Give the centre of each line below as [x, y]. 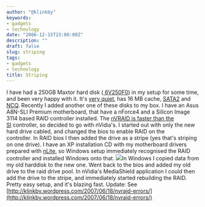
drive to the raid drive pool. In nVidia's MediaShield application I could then [101, 171]
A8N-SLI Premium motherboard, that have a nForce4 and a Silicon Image [98, 112]
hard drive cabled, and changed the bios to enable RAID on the [86, 131]
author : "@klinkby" [31, 12]
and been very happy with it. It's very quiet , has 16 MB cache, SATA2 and [99, 99]
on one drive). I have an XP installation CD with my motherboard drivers [97, 144]
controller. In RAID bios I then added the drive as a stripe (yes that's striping [102, 138]
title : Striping [27, 75]
